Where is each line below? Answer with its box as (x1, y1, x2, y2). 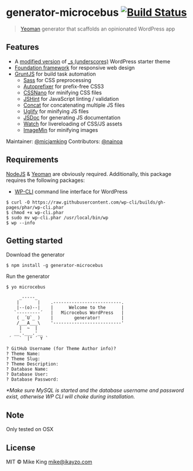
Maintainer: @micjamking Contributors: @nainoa (6, 138, 123, 145)
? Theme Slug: (6, 356, 41, 362)
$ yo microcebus (6, 284, 46, 290)
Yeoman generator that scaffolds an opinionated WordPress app (20, 25, 175, 32)
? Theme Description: (6, 361, 59, 367)
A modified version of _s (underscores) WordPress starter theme (14, 57, 171, 65)
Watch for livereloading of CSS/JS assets (23, 120, 123, 127)
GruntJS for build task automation (14, 70, 96, 77)
